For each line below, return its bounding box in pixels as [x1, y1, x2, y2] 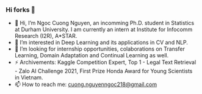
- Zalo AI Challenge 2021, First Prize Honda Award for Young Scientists [14, 67, 193, 75]
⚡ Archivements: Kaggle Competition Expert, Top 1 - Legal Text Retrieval [14, 59, 197, 66]
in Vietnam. [14, 74, 43, 81]
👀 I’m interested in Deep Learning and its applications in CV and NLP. [14, 39, 189, 46]
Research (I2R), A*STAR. [14, 32, 78, 40]
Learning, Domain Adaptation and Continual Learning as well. [14, 52, 169, 59]
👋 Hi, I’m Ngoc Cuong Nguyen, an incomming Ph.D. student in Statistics [14, 20, 195, 27]
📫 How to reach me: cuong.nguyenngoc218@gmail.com [14, 81, 157, 88]
